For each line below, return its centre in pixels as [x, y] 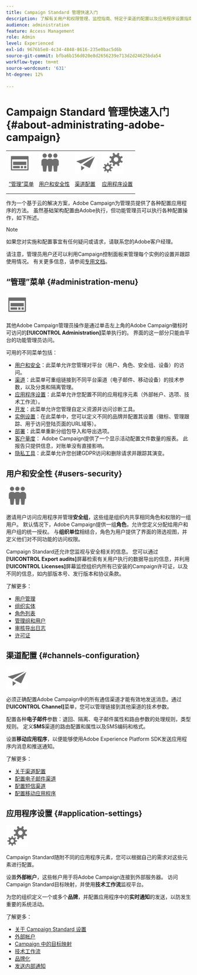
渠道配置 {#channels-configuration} [73, 656]
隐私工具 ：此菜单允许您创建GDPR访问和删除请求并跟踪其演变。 [91, 453]
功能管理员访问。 [37, 340]
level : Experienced [30, 43]
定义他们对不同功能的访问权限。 [45, 539]
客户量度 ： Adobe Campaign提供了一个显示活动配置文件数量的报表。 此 [101, 438]
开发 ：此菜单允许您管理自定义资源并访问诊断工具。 [76, 409]
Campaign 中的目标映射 [43, 944]
